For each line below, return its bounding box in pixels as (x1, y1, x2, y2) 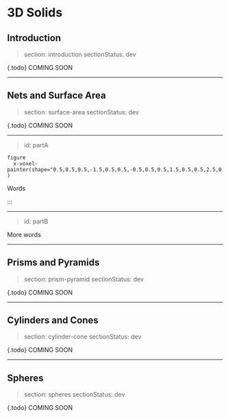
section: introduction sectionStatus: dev (23, 50, 137, 58)
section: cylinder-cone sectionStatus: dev (23, 332, 142, 341)
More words (7, 230, 41, 238)
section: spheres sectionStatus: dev (23, 391, 125, 399)
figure (7, 154, 26, 161)
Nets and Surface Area (7, 90, 106, 101)
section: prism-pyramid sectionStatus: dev (23, 275, 144, 283)
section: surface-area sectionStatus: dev (23, 108, 139, 116)
